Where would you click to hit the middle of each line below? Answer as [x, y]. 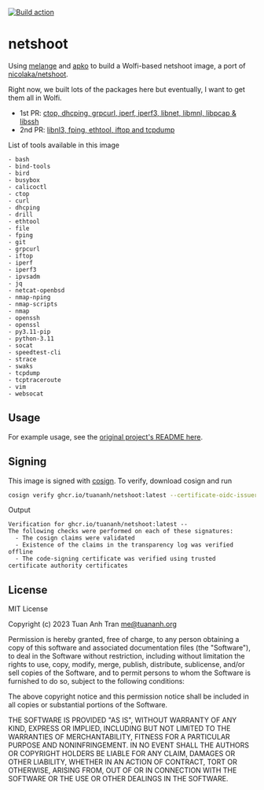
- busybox [24, 180]
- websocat [26, 394]
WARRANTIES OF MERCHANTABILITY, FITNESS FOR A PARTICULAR [119, 737]
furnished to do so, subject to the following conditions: [96, 681]
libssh [29, 121]
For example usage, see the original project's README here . [106, 436]
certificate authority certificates [68, 566]
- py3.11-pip [29, 332]
